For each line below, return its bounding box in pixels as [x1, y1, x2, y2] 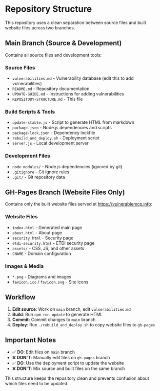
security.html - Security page [12, 235, 74, 241]
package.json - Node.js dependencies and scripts [12, 125, 112, 131]
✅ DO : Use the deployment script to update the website [12, 360, 124, 366]
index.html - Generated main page [12, 224, 82, 230]
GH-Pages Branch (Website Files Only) [5, 188, 125, 197]
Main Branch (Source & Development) [5, 39, 122, 47]
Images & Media [5, 263, 44, 270]
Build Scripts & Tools [5, 108, 55, 115]
